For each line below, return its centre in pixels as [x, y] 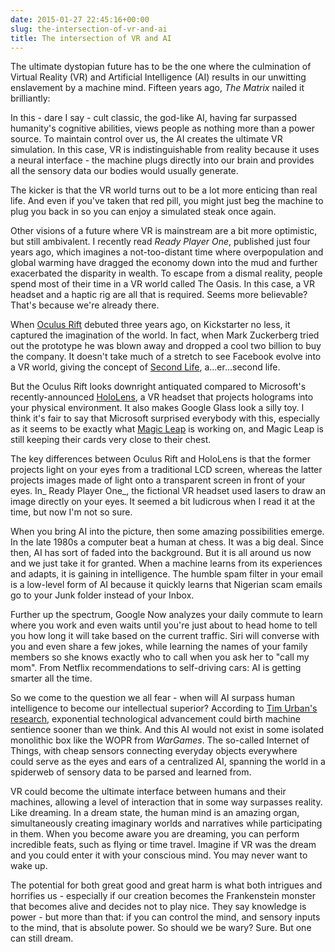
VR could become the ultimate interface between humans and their [148, 792]
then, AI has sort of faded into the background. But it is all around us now [161, 553]
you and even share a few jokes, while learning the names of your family [159, 647]
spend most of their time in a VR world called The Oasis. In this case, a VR [163, 284]
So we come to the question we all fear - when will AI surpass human [152, 698]
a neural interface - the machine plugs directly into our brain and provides [162, 160]
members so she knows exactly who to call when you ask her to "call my [160, 657]
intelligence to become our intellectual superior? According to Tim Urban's [164, 708]
